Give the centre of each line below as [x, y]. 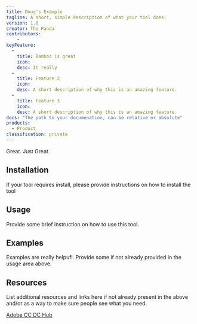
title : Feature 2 [39, 78]
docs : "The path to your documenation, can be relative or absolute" [95, 117]
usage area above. [29, 264]
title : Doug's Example [34, 12]
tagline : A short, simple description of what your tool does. [87, 17]
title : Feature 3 [39, 101]
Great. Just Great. [28, 151]
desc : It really [37, 67]
